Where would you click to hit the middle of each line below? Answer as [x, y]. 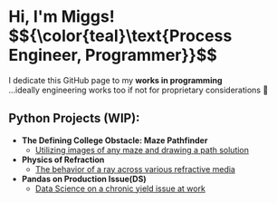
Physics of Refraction [63, 159]
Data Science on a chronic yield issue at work [120, 188]
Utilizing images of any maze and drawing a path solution [142, 150]
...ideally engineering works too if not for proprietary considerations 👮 [138, 90]
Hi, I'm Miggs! [62, 17]
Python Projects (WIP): [74, 118]
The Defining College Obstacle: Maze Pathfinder [115, 140]
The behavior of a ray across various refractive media [135, 169]
